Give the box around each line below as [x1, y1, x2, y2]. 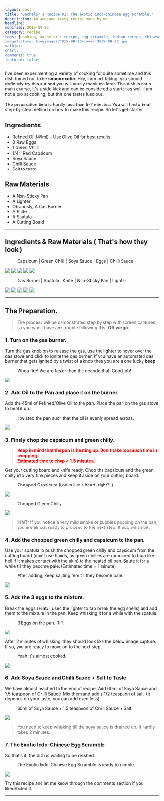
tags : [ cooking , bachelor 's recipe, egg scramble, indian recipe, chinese [5, 35, 161, 40]
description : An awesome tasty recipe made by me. [5, 16, 110, 21]
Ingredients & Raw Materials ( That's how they [5, 237, 148, 246]
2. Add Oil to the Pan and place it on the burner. [5, 389, 119, 396]
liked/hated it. [5, 786, 33, 792]
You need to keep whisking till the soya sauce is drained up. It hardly [17, 724, 155, 730]
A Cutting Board [12, 219, 45, 225]
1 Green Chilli [12, 145, 39, 150]
